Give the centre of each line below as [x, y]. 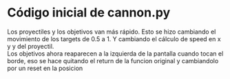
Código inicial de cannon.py [89, 13]
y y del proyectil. [31, 46]
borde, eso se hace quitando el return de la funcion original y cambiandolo [113, 60]
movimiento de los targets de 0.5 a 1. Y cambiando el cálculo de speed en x [114, 38]
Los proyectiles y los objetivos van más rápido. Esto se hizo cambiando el [112, 32]
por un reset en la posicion [45, 68]
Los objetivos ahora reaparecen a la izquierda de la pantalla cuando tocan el [115, 54]
